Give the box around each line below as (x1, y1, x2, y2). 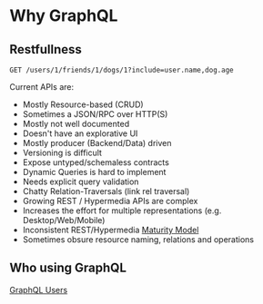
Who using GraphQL (9, 260, 127, 276)
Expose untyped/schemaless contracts (22, 157, 170, 168)
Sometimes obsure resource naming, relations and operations (22, 234, 255, 245)
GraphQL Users (9, 284, 68, 295)
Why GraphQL (9, 5, 118, 26)
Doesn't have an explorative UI (22, 128, 138, 139)
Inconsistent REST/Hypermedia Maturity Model (22, 224, 199, 235)
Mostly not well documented (22, 119, 130, 129)
